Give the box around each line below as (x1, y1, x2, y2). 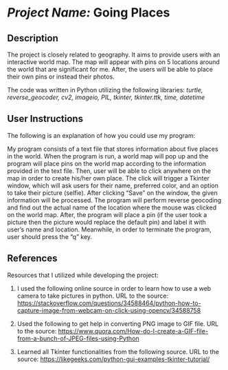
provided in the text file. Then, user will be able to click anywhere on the (7, 167, 212, 175)
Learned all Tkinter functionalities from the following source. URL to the (16, 347, 220, 356)
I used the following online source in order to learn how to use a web (16, 284, 212, 292)
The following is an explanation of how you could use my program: (7, 131, 196, 139)
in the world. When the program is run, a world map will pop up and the (7, 152, 209, 160)
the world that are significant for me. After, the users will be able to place (7, 65, 213, 73)
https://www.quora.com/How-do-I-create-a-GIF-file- (58, 327, 208, 335)
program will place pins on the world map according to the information (7, 159, 207, 167)
